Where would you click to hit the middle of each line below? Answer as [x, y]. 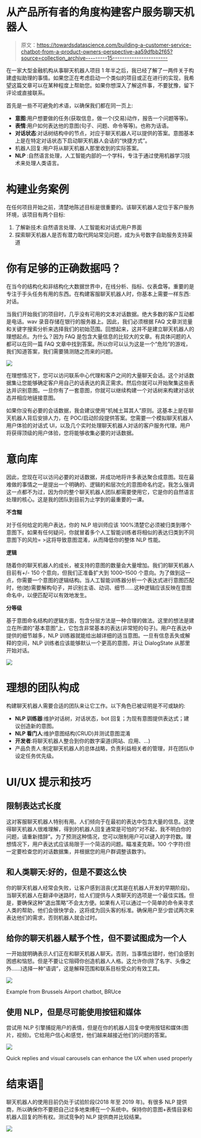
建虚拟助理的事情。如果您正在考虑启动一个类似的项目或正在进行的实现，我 [98, 78]
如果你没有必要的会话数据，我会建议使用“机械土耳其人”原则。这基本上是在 [98, 410]
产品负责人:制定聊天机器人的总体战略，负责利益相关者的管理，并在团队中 [104, 748]
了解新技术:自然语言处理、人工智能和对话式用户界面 [78, 227]
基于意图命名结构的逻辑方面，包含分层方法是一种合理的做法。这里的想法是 [98, 620]
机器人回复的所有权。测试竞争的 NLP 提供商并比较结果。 [75, 1117]
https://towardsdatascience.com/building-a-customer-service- [114, 45]
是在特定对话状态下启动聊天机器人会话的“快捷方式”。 [85, 141]
